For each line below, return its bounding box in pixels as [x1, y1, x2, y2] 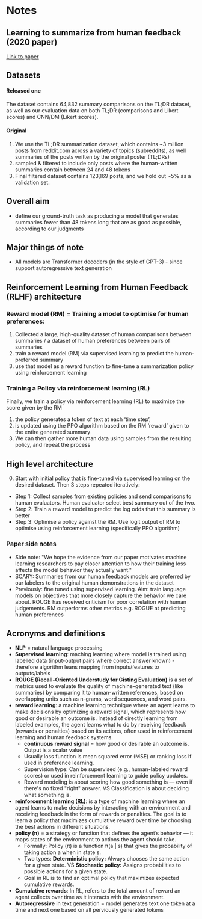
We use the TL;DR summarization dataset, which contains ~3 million [14, 140, 184, 147]
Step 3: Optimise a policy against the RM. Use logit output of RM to [14, 518, 181, 526]
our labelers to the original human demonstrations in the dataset [14, 579, 174, 586]
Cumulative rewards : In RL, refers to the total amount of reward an [14, 887, 181, 894]
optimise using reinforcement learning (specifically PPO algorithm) [14, 524, 180, 532]
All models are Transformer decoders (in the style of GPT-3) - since [14, 258, 183, 265]
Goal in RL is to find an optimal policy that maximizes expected [23, 874, 179, 882]
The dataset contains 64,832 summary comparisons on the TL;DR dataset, [6, 100, 191, 108]
